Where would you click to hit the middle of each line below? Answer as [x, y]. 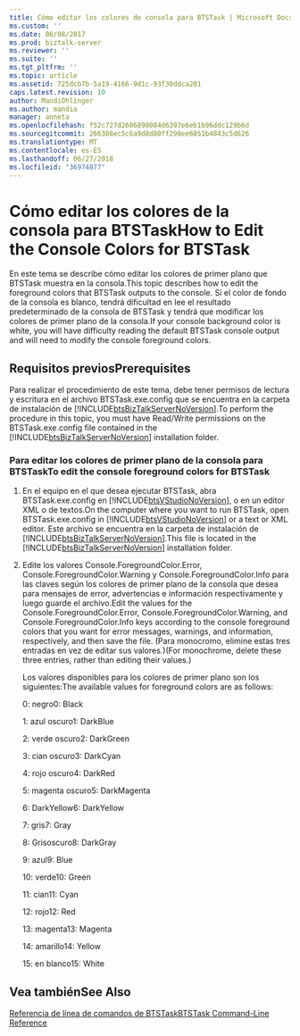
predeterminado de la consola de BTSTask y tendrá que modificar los [137, 312]
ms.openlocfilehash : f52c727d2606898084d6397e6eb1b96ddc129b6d [129, 126]
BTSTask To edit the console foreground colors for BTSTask [140, 472]
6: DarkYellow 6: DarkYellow [73, 808]
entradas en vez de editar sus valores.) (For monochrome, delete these [152, 651]
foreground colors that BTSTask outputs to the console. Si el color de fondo [148, 293]
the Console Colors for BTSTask [129, 249]
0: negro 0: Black [52, 704]
